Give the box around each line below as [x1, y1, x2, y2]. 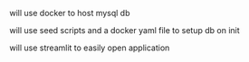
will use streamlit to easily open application [9, 42, 170, 53]
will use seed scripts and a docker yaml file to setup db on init [9, 25, 240, 35]
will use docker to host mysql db [9, 8, 130, 18]
